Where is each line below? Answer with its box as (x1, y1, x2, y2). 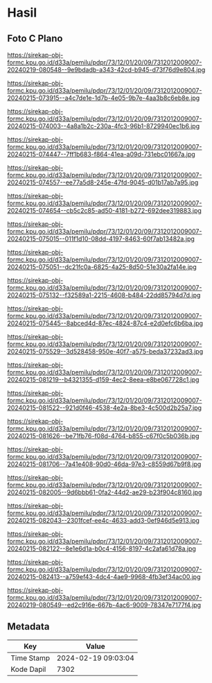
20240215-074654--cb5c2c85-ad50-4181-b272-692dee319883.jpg (7, 207, 202, 214)
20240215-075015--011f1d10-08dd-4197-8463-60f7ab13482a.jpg (7, 234, 195, 243)
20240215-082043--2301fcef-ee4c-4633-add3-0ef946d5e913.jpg (7, 517, 200, 524)
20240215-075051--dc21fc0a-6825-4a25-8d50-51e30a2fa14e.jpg (7, 263, 197, 271)
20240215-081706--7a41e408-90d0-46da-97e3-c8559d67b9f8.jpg (7, 460, 202, 468)
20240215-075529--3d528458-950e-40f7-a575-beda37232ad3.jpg (7, 347, 203, 355)
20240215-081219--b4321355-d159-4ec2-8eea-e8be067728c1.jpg (7, 376, 200, 383)
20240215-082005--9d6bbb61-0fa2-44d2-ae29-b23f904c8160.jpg (7, 488, 202, 496)
